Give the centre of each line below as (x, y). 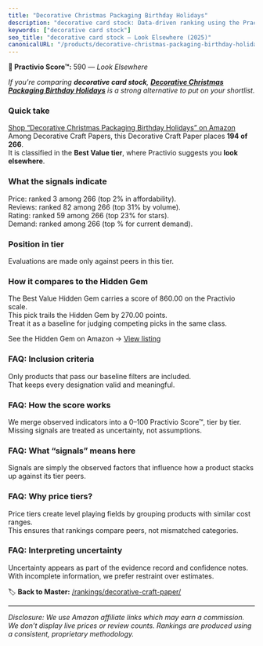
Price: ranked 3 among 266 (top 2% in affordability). (92, 199)
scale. (18, 307)
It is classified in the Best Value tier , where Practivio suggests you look (123, 153)
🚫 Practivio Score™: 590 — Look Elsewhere (78, 67)
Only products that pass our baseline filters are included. (100, 376)
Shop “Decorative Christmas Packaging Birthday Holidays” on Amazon (122, 128)
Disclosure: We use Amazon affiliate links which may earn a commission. (126, 617)
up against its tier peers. (47, 476)
